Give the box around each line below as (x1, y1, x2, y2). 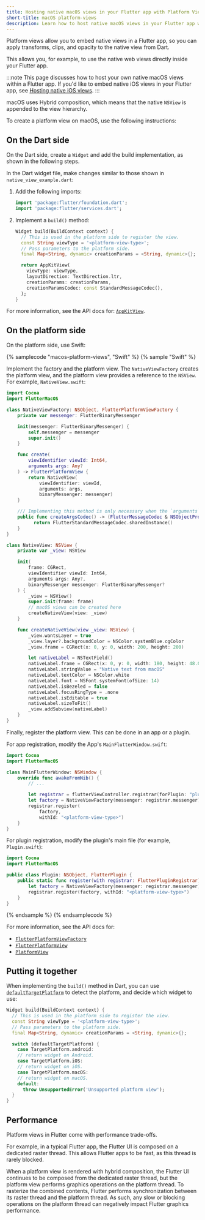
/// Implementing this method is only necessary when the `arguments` (17, 508, 201, 514)
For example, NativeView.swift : (6, 378, 86, 386)
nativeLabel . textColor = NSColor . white (28, 672, 130, 678)
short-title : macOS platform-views (6, 15, 97, 21)
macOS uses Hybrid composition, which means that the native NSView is (6, 99, 187, 106)
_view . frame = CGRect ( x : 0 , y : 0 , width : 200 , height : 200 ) (28, 644, 184, 650)
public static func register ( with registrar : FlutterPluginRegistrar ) (17, 878, 201, 884)
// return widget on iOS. (17, 1064, 84, 1070)
